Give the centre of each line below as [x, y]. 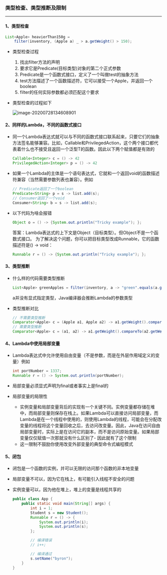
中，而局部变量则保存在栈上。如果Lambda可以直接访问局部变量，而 [89, 413]
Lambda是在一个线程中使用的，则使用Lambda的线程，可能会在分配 [88, 419]
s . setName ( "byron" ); [52, 558]
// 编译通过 [41, 554]
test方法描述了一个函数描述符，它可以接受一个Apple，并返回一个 [86, 81]
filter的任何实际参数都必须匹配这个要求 [59, 92]
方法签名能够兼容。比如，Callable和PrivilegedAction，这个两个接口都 [83, 143]
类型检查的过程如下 [32, 103]
